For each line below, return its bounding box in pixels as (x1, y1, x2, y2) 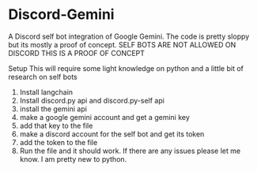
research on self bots (8, 72, 77, 81)
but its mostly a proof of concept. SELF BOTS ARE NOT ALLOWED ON (8, 39, 236, 49)
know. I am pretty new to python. (19, 154, 127, 163)
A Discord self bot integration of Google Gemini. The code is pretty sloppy (8, 32, 250, 41)
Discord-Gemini (8, 6, 115, 24)
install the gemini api (19, 104, 87, 114)
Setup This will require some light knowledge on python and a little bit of (8, 63, 244, 73)
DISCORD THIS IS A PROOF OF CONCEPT (8, 48, 145, 58)
